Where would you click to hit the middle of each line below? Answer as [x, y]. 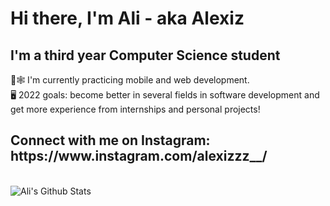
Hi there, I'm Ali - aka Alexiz [127, 18]
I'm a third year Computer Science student [145, 55]
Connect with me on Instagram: [110, 140]
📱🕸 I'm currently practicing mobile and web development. [130, 80]
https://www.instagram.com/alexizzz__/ [139, 156]
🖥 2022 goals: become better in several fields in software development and [165, 95]
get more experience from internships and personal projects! [135, 109]
